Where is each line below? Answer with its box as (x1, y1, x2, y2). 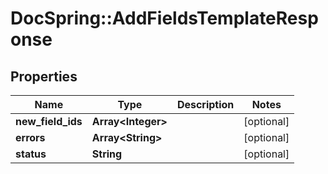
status (15, 147, 47, 161)
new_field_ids (15, 115, 83, 128)
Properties (10, 68, 78, 85)
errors (15, 131, 46, 144)
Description (176, 98, 235, 111)
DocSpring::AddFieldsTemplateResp (10, 7, 319, 30)
